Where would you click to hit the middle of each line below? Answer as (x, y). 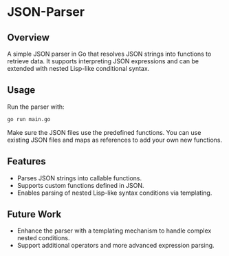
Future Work (34, 214)
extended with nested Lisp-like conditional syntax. (78, 68)
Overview (29, 38)
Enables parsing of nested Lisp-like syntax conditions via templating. (115, 193)
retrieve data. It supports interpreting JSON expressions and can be (103, 61)
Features (26, 161)
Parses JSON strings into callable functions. (79, 178)
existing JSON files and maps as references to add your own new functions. (115, 140)
